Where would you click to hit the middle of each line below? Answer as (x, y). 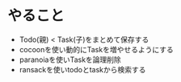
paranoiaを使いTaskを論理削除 (70, 59)
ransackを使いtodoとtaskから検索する (82, 69)
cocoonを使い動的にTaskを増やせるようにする (97, 49)
